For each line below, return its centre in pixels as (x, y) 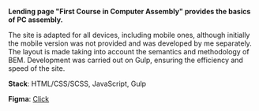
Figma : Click (29, 99)
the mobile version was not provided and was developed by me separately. (130, 43)
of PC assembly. (36, 20)
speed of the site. (37, 68)
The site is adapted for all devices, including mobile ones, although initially (129, 35)
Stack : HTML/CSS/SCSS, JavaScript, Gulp (77, 83)
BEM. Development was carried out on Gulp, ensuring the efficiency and (126, 60)
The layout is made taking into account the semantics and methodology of (129, 52)
